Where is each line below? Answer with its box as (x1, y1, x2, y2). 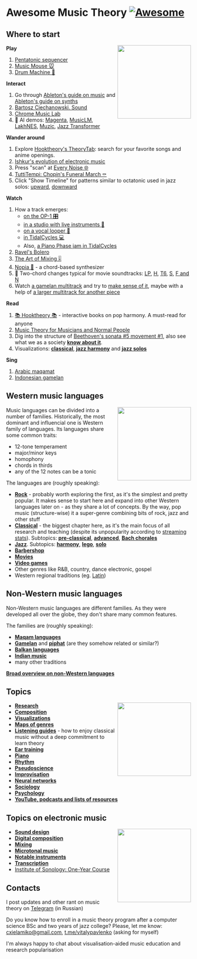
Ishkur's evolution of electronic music (14, 158, 106, 164)
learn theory (14, 740, 45, 747)
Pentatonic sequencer (14, 56, 69, 63)
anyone (14, 320, 33, 327)
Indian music (14, 652, 47, 659)
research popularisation (6, 946, 63, 954)
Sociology (14, 783, 40, 790)
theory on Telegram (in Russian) (6, 905, 84, 912)
